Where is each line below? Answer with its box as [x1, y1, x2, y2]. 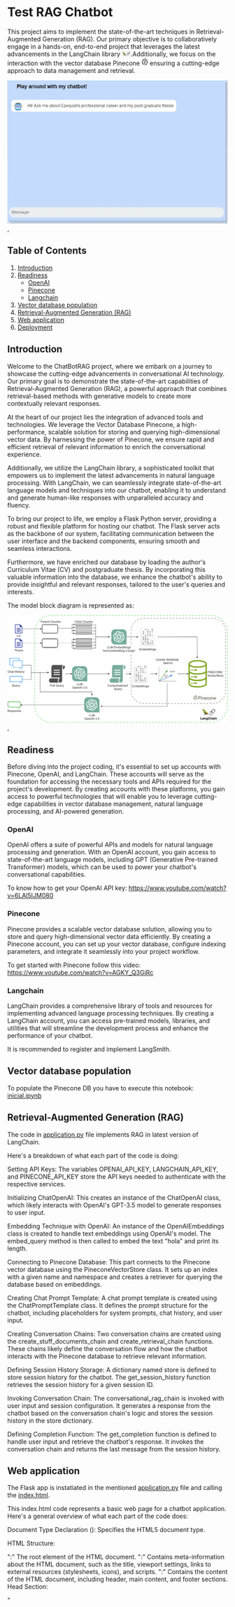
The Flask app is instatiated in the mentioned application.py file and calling [7, 1484, 222, 1492]
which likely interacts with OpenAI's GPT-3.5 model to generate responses [7, 1201, 222, 1209]
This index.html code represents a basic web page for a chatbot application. [7, 1505, 227, 1513]
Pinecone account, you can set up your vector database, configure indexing [7, 940, 226, 948]
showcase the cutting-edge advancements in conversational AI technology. [7, 369, 225, 378]
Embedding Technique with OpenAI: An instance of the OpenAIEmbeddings [7, 1222, 225, 1230]
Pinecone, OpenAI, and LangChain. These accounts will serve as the [7, 770, 204, 779]
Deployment [17, 323, 53, 331]
